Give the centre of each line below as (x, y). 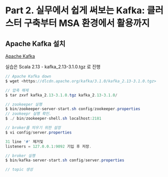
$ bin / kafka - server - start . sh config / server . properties (65, 160)
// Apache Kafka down (28, 77)
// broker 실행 (20, 156)
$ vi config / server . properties (39, 132)
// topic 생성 (19, 170)
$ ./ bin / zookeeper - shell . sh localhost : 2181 (53, 119)
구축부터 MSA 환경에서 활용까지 (87, 23)
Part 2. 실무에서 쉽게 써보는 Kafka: (75, 10)
